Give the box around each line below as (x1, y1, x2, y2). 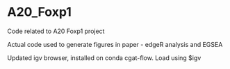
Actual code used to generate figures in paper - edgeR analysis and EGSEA (7, 40, 223, 48)
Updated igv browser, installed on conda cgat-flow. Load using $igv (7, 53, 202, 62)
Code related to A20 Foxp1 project (7, 27, 105, 35)
